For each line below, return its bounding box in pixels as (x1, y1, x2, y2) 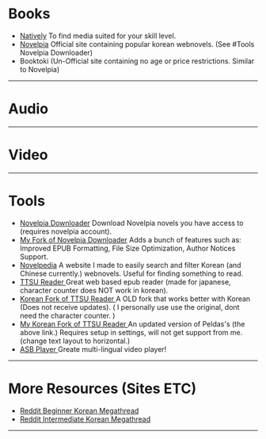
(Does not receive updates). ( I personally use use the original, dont (19, 302, 240, 311)
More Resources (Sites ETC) (8, 380, 197, 397)
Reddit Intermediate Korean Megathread (19, 414, 151, 424)
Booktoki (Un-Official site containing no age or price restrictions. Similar (19, 56, 255, 66)
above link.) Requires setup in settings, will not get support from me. (19, 327, 243, 337)
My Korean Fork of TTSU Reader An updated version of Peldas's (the (19, 319, 245, 329)
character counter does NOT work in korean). (19, 285, 169, 295)
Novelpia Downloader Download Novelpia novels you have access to (19, 218, 244, 227)
